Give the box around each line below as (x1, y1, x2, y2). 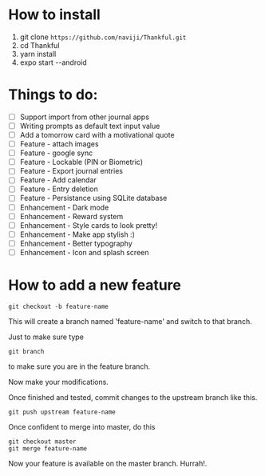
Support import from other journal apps (19, 112, 150, 122)
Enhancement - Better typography (19, 238, 133, 248)
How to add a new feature (8, 276, 181, 294)
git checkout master (8, 438, 77, 446)
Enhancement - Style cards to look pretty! (19, 220, 158, 230)
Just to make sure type (8, 332, 84, 342)
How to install (8, 6, 101, 24)
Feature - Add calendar (19, 175, 97, 185)
